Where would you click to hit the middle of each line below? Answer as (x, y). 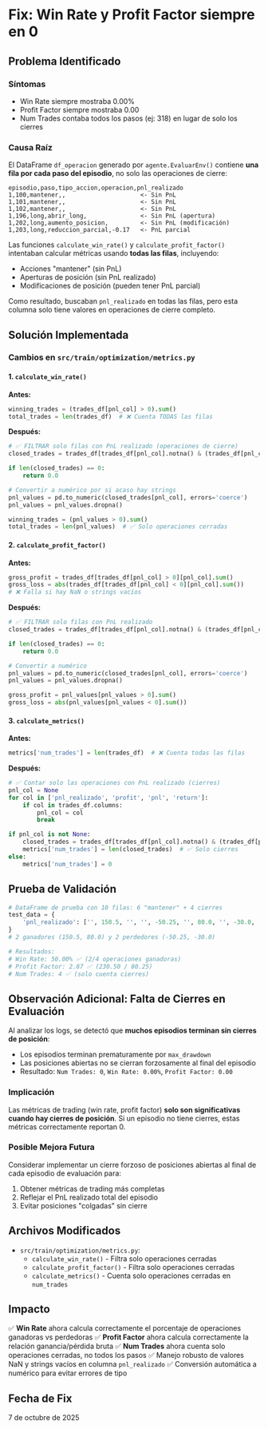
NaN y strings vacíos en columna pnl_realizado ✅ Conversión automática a (132, 1364)
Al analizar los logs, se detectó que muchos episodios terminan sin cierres (132, 1031)
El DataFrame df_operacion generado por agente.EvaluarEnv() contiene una (134, 165)
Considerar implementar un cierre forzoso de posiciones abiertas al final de (132, 1164)
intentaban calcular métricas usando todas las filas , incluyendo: (114, 253)
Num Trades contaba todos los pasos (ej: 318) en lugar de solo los (128, 118)
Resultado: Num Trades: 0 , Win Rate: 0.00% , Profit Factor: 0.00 (126, 1072)
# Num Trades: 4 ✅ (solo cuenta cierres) (79, 974)
